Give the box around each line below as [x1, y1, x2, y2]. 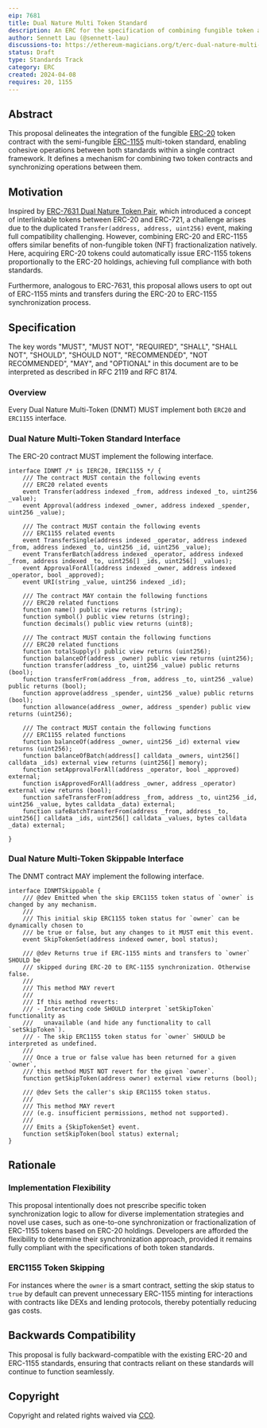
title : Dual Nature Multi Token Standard [8, 19, 148, 27]
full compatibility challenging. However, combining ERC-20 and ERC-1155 [8, 232, 248, 241]
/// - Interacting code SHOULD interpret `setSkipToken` [22, 1005, 215, 1013]
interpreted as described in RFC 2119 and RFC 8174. [8, 367, 177, 376]
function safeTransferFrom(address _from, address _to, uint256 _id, [22, 793, 258, 801]
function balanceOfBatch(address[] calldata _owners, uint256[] [22, 751, 240, 759]
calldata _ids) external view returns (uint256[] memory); [8, 758, 208, 766]
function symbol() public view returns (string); [22, 612, 191, 620]
